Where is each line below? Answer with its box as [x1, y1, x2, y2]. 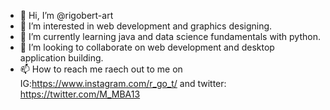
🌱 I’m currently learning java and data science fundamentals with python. [19, 31, 321, 42]
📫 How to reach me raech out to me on [19, 63, 183, 75]
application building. [19, 52, 104, 64]
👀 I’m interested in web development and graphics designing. [19, 20, 273, 32]
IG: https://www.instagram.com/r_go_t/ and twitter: [19, 78, 227, 89]
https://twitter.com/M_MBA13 [19, 88, 141, 100]
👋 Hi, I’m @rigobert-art [19, 10, 114, 21]
